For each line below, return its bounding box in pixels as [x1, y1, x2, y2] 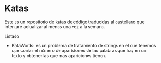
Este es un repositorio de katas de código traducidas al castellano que [4, 19, 145, 25]
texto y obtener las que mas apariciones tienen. [11, 52, 107, 58]
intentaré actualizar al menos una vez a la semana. [4, 24, 105, 29]
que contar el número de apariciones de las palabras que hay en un [11, 48, 146, 53]
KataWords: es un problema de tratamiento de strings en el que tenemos [11, 42, 156, 48]
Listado [4, 33, 20, 39]
